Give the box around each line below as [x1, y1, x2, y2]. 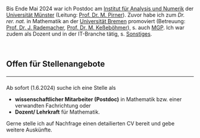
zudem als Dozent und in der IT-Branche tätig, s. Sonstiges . [6, 30, 152, 37]
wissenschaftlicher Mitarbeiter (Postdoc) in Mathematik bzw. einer [14, 96, 182, 103]
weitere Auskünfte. [6, 126, 52, 133]
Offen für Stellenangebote [6, 59, 105, 69]
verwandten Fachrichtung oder [14, 102, 91, 109]
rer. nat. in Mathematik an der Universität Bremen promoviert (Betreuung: [6, 18, 186, 24]
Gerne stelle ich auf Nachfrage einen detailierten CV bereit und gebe [6, 120, 175, 127]
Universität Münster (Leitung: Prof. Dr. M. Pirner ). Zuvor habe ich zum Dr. [6, 11, 185, 18]
